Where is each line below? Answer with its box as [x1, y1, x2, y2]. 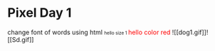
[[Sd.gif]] [7, 35, 34, 43]
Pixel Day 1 [7, 5, 72, 21]
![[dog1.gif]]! [172, 28, 209, 36]
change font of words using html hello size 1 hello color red [7, 28, 171, 36]
